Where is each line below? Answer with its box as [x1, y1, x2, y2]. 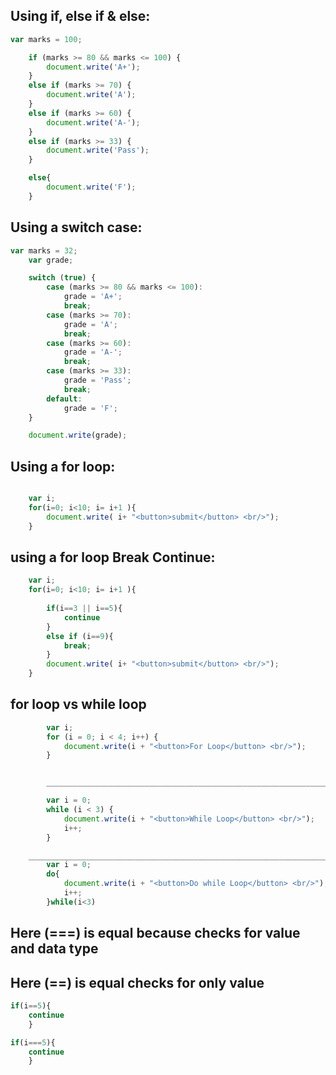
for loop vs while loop [10, 696, 147, 713]
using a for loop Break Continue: [10, 549, 216, 566]
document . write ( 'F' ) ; [46, 182, 137, 193]
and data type [10, 940, 99, 958]
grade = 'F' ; [63, 403, 118, 413]
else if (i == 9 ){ [46, 631, 114, 641]
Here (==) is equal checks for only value [10, 974, 265, 991]
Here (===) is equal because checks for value [10, 925, 301, 942]
